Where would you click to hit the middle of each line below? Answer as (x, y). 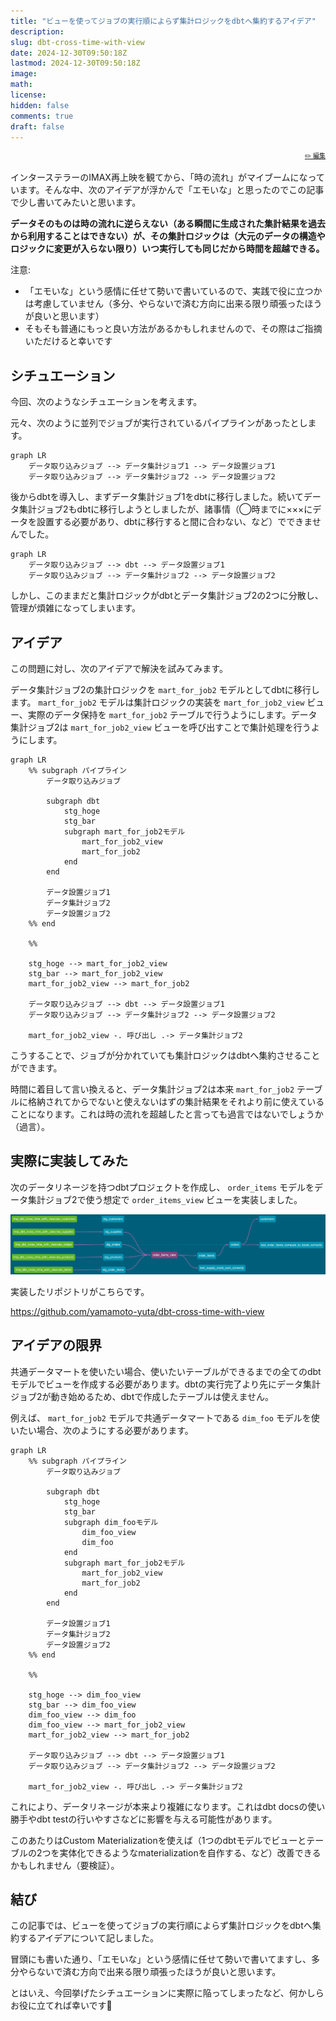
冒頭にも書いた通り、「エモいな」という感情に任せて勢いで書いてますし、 (161, 1959)
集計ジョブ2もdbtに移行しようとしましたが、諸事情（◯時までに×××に (165, 509)
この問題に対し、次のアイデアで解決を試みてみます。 (119, 668)
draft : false (37, 126)
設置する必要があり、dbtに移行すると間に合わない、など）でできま (174, 522)
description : (37, 31)
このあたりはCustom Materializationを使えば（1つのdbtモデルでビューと (158, 1840)
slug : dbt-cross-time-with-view (77, 42)
